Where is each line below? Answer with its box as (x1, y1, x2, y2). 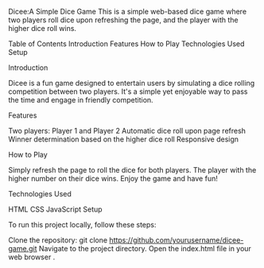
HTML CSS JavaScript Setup (8, 204, 103, 214)
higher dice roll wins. (8, 24, 77, 33)
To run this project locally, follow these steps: (8, 220, 157, 229)
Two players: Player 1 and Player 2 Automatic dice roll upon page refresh (8, 126, 247, 135)
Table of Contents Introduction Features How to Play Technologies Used (8, 39, 245, 49)
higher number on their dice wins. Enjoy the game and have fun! (8, 174, 219, 183)
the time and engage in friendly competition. (8, 95, 153, 104)
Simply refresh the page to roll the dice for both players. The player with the (8, 165, 257, 174)
